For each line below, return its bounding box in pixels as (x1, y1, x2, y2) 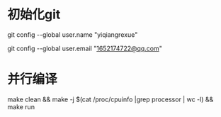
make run (7, 102, 35, 111)
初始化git (7, 6, 61, 23)
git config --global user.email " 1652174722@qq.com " (7, 44, 163, 52)
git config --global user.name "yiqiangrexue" (7, 30, 138, 39)
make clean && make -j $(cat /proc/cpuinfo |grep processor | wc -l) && (7, 95, 214, 104)
